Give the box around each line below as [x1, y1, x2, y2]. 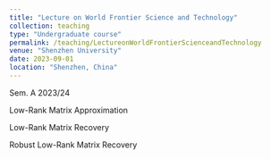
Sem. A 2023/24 [9, 87, 70, 98]
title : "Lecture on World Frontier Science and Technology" [9, 13, 239, 22]
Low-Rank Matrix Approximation [9, 105, 128, 115]
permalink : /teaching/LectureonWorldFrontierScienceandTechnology [9, 38, 262, 47]
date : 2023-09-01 [9, 54, 74, 63]
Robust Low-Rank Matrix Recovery [9, 139, 138, 150]
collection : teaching [9, 21, 90, 30]
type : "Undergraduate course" [9, 29, 123, 38]
